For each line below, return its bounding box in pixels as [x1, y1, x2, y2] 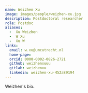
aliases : [5, 25, 23, 30]
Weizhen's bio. [5, 83, 35, 89]
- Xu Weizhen [9, 30, 38, 34]
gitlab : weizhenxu [9, 66, 47, 71]
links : [5, 43, 18, 48]
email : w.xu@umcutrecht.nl [9, 47, 64, 52]
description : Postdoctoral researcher [5, 16, 83, 21]
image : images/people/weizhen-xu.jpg [5, 12, 81, 16]
